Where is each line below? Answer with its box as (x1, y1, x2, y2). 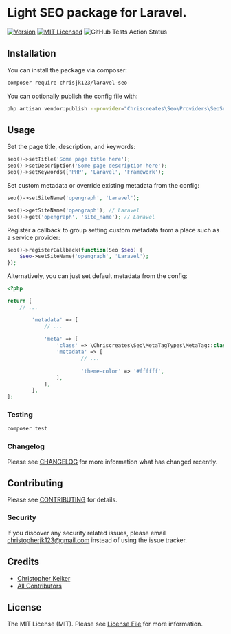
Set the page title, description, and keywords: (7, 143, 136, 151)
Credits (7, 556, 40, 568)
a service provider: (7, 233, 60, 241)
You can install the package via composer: (7, 66, 127, 74)
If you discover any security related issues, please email (7, 528, 166, 537)
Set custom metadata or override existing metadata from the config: (7, 181, 200, 189)
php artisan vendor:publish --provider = (7, 105, 125, 112)
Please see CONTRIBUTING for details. (7, 495, 118, 504)
